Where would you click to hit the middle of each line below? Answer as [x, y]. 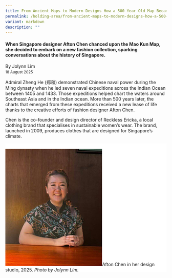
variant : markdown [25, 22]
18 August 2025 [19, 72]
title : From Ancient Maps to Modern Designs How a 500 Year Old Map [80, 11]
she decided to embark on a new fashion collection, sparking [71, 49]
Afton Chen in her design [128, 265]
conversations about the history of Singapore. [56, 55]
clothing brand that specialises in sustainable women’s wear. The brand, [81, 125]
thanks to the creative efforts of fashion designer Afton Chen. [70, 110]
